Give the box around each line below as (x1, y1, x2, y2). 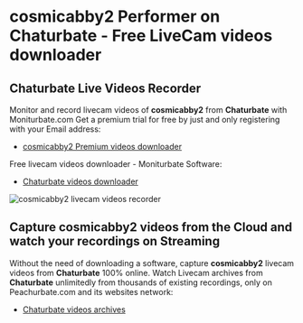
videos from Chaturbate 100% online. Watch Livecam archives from (9, 267, 264, 278)
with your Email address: (9, 124, 101, 134)
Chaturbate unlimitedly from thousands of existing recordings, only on (9, 277, 273, 288)
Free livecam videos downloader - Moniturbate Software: (9, 159, 223, 169)
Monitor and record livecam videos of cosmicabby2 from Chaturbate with (9, 105, 288, 115)
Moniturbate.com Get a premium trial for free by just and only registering (9, 115, 280, 125)
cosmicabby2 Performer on (9, 6, 221, 27)
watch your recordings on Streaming (9, 234, 220, 249)
